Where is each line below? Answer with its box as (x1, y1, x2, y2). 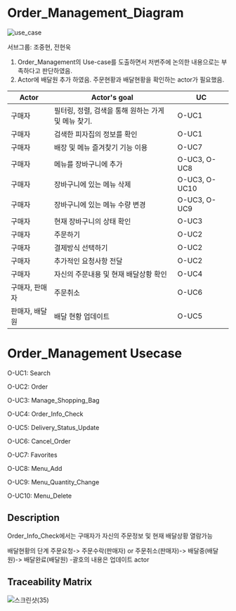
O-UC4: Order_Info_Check (7, 410, 84, 418)
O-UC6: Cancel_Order (7, 436, 71, 445)
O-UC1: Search (7, 368, 51, 377)
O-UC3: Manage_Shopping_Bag (7, 396, 100, 404)
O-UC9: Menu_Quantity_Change (7, 477, 100, 486)
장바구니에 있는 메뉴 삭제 (53, 179, 131, 189)
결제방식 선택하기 (53, 243, 108, 253)
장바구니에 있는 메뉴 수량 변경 (53, 199, 146, 209)
